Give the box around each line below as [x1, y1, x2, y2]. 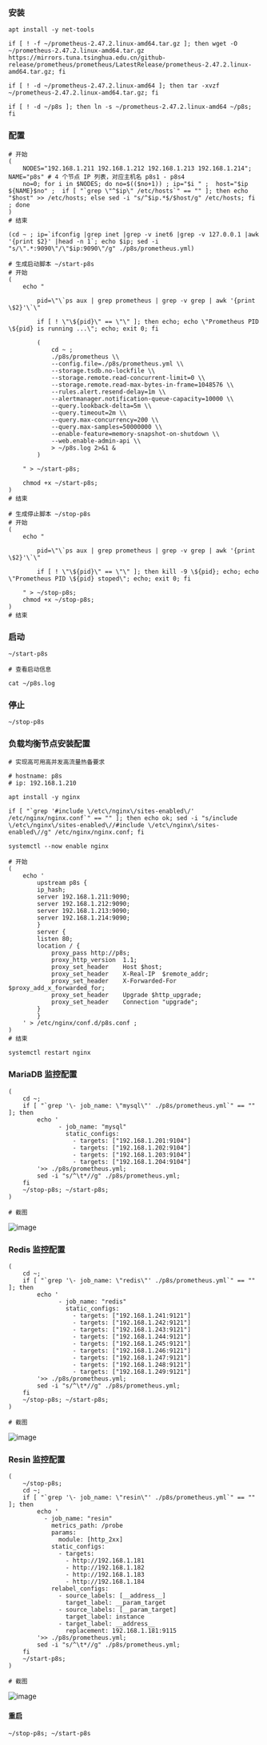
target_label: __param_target [65, 1599, 166, 1607]
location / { [37, 942, 81, 951]
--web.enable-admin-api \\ [50, 437, 141, 445]
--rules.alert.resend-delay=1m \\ [50, 387, 166, 396]
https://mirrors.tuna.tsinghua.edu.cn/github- [8, 54, 166, 62]
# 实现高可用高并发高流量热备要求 [8, 758, 106, 766]
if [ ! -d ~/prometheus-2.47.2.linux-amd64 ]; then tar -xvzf [8, 82, 220, 90]
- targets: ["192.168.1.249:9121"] [72, 1368, 192, 1376]
